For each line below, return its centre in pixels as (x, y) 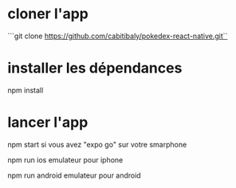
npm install (26, 90)
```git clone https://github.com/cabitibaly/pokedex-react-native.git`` (118, 36)
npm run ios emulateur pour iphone (65, 159)
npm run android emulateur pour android (74, 175)
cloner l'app (48, 14)
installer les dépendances (95, 68)
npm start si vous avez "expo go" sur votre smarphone (97, 144)
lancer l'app (48, 122)
